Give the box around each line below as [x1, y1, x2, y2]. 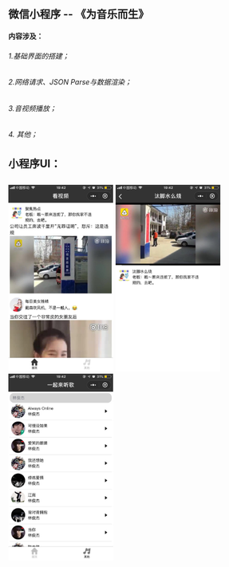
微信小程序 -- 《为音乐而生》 [8, 7, 149, 22]
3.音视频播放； [8, 103, 57, 113]
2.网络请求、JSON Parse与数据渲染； [8, 77, 132, 87]
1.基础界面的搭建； [8, 51, 69, 61]
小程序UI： [8, 157, 61, 171]
